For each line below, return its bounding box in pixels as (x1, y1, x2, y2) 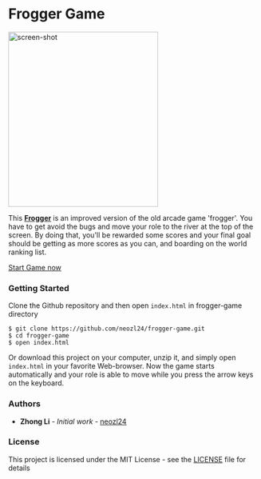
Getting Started (8, 282, 69, 293)
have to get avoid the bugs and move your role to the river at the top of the (8, 222, 254, 231)
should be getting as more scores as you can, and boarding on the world (8, 238, 247, 248)
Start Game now (8, 262, 62, 272)
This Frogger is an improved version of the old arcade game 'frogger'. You (8, 213, 253, 222)
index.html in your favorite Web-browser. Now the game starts (8, 361, 216, 371)
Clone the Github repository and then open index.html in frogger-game (8, 301, 243, 310)
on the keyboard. (8, 378, 65, 388)
